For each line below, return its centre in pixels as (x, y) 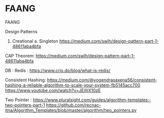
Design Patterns (21, 31)
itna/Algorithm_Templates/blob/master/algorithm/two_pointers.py (71, 110)
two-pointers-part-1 (25, 105)
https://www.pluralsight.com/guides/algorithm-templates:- (92, 100)
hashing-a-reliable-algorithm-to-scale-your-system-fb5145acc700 (73, 85)
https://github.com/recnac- (74, 105)
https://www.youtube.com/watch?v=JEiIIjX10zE (53, 90)
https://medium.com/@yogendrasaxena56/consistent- (102, 80)
